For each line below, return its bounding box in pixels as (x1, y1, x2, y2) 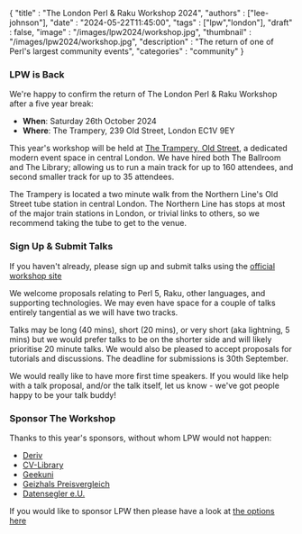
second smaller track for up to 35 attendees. (9, 171, 175, 183)
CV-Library (22, 459, 64, 470)
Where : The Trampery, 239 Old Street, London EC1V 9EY (22, 125, 235, 136)
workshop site (9, 270, 62, 281)
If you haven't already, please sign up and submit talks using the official (9, 260, 276, 271)
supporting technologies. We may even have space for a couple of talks (9, 297, 277, 308)
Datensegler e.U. (22, 488, 86, 499)
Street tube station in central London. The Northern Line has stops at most (9, 198, 286, 210)
